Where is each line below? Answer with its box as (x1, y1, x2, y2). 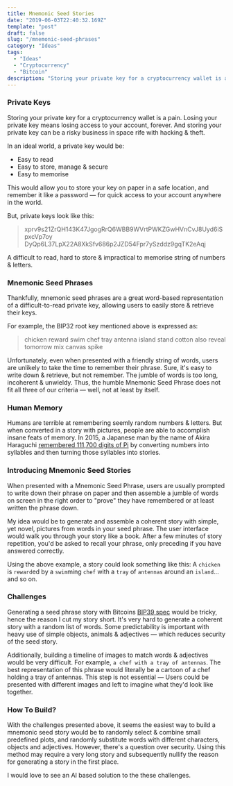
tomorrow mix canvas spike (24, 342, 103, 351)
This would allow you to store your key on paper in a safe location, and (7, 183, 209, 192)
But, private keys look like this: (7, 211, 94, 219)
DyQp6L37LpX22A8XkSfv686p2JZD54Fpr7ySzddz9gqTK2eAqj (24, 240, 206, 248)
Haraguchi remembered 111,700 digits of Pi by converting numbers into (7, 441, 209, 449)
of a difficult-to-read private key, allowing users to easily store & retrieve (7, 301, 214, 309)
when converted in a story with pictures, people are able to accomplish (7, 426, 210, 435)
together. (7, 687, 33, 696)
